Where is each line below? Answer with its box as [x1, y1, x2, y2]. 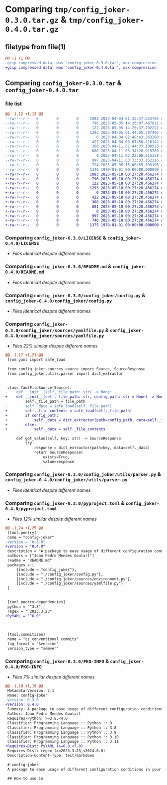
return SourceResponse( [34, 449, 83, 455]
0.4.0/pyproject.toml [5, 506, 58, 511]
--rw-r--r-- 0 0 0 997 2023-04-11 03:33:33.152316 [5, 158, 159, 163]
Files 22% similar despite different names [12, 343, 98, 349]
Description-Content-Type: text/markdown [7, 753, 94, 758]
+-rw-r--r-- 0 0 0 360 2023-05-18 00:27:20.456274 [5, 199, 159, 205]
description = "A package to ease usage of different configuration [7, 549, 153, 554]
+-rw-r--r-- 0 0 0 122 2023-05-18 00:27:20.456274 [5, 181, 159, 186]
